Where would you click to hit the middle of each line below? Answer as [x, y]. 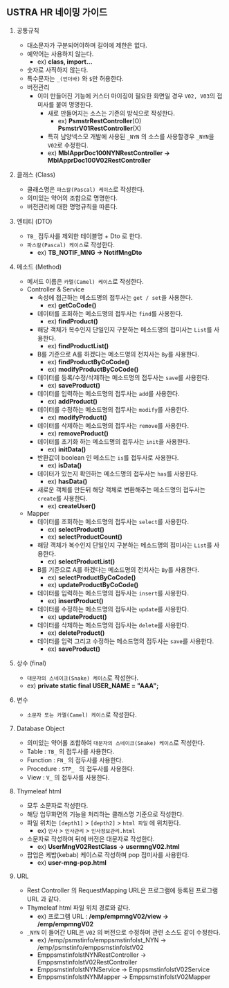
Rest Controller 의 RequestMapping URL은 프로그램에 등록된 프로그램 [122, 890]
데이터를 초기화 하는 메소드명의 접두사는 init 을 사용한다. [113, 441]
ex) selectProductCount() [85, 537]
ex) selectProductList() [81, 561]
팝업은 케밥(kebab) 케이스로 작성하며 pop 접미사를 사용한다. [108, 854]
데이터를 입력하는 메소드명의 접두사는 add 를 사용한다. [108, 393]
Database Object [40, 728]
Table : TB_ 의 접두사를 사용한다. [71, 751]
